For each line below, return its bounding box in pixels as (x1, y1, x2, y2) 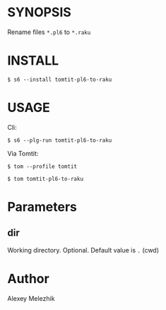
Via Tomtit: (7, 149, 39, 157)
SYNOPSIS (7, 4, 72, 21)
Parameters (7, 199, 78, 215)
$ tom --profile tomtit (7, 162, 78, 170)
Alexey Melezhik (7, 294, 55, 302)
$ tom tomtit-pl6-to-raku (7, 175, 83, 182)
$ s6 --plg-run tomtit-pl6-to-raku (7, 136, 112, 144)
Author (7, 271, 49, 287)
